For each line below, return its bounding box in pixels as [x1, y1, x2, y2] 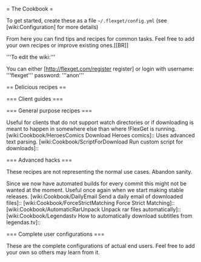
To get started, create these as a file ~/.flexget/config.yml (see [6, 17, 168, 24]
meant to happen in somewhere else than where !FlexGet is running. [6, 125, 177, 133]
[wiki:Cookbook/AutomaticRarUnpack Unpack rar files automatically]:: [6, 206, 181, 213]
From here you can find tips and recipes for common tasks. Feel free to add [6, 35, 195, 42]
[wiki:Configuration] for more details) [6, 24, 99, 30]
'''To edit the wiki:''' [6, 53, 56, 60]
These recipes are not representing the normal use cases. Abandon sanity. [6, 168, 193, 175]
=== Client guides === [6, 95, 64, 102]
